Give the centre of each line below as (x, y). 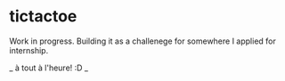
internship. (29, 50)
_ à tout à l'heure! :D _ (49, 68)
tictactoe (43, 16)
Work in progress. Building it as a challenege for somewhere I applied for (142, 41)
